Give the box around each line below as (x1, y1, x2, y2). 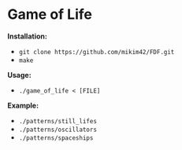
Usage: (7, 70, 32, 79)
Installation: (7, 31, 48, 41)
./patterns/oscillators (18, 126, 98, 134)
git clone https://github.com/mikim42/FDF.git (18, 48, 175, 56)
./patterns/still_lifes (18, 117, 98, 125)
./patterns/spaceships (18, 134, 94, 142)
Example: (7, 101, 39, 110)
